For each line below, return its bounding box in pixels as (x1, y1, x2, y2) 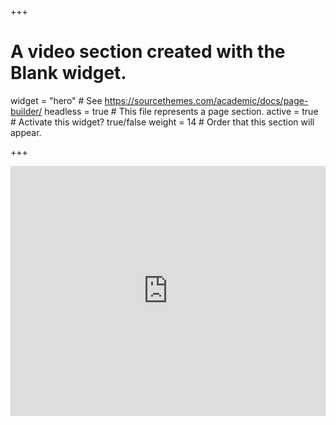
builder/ (10, 105, 43, 117)
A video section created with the (10, 41, 286, 63)
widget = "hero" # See (10, 94, 103, 106)
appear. (10, 126, 42, 138)
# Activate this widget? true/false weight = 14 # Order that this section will (10, 116, 315, 128)
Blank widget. (10, 62, 127, 85)
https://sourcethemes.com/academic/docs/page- (104, 94, 309, 106)
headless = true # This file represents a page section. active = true (44, 105, 319, 117)
